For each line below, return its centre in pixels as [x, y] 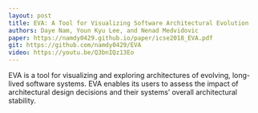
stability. [22, 101]
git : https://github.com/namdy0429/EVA [75, 45]
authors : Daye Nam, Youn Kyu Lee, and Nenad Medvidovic [103, 30]
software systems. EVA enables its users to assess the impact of [132, 84]
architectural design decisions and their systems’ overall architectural [123, 92]
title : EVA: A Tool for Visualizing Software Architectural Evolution [129, 23]
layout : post [30, 16]
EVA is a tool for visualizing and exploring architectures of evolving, [119, 75]
